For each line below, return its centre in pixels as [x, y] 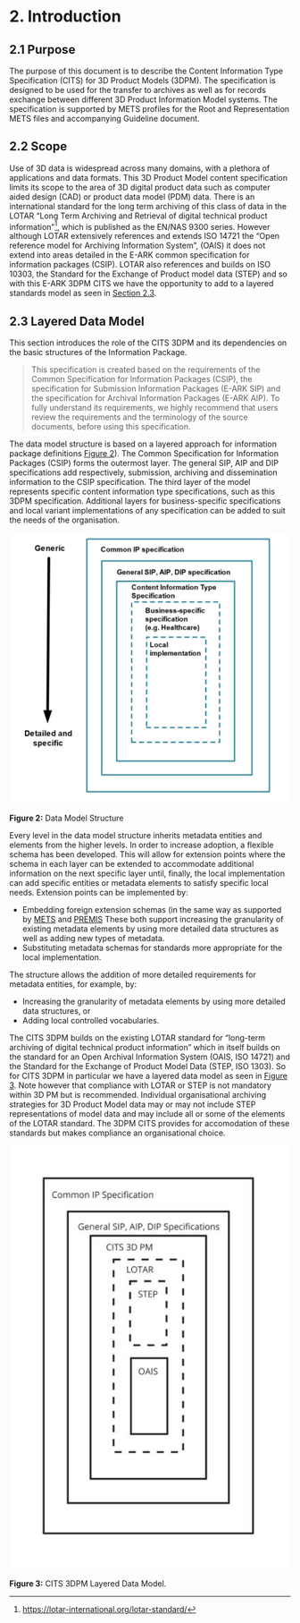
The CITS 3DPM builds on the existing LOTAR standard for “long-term [137, 1038]
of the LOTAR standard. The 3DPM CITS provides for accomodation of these [150, 1124]
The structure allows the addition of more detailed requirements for [133, 975]
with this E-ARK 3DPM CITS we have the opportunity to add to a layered [142, 284]
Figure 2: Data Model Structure [67, 818]
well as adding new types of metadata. [93, 939]
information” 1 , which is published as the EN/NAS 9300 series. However [140, 225]
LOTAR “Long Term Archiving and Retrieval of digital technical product [138, 216]
